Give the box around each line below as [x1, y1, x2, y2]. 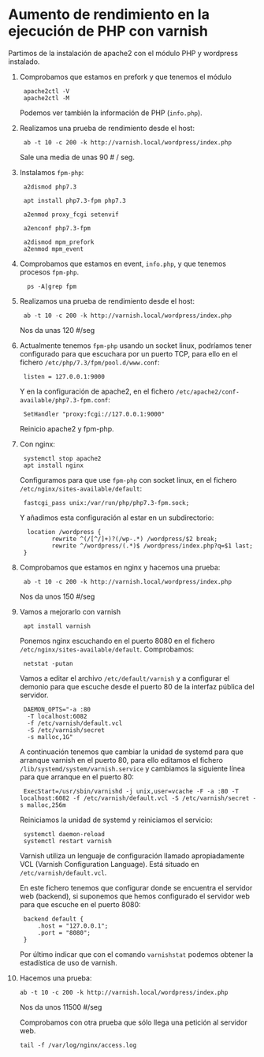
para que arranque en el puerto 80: [19, 771, 134, 782]
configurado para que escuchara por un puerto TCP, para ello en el [19, 349, 238, 358]
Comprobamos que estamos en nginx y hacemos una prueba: [19, 562, 221, 572]
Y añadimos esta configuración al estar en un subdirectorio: [19, 513, 214, 522]
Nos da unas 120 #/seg [19, 325, 95, 334]
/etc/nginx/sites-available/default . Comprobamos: [19, 644, 195, 654]
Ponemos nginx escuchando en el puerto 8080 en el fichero [19, 636, 215, 645]
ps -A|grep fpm [27, 282, 77, 290]
